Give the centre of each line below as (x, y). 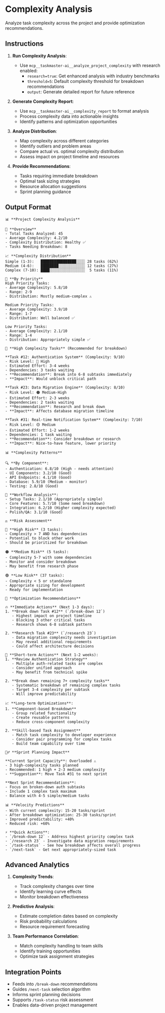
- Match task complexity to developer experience (64, 735)
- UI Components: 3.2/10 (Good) (38, 473)
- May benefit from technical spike (50, 672)
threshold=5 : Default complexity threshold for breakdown (85, 81)
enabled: (29, 70)
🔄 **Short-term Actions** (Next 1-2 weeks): (52, 655)
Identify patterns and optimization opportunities (68, 121)
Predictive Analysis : (33, 906)
